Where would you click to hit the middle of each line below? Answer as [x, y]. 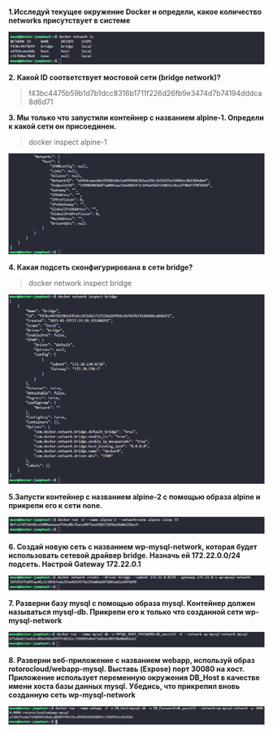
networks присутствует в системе [69, 20]
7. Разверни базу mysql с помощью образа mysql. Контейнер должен [132, 603]
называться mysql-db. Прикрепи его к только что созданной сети [126, 612]
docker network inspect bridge [80, 283]
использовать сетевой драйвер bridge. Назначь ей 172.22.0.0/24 [125, 555]
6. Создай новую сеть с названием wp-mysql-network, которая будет [133, 546]
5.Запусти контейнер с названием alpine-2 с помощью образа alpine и [134, 497]
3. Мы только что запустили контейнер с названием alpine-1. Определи [136, 117]
